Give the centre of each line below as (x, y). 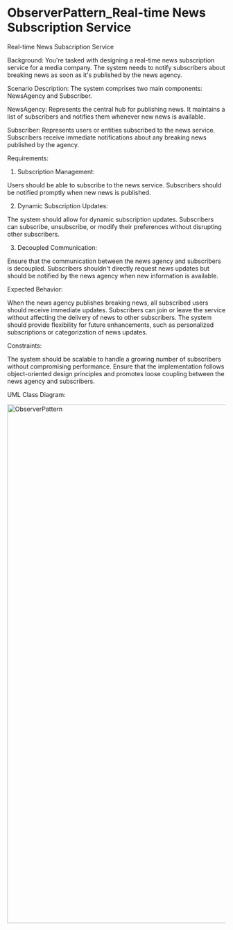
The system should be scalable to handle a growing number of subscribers (114, 359)
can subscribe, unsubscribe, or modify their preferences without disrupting (114, 226)
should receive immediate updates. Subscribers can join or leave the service (116, 310)
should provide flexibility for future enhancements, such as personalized (111, 325)
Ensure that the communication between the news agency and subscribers (114, 261)
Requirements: (28, 158)
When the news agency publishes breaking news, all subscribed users (108, 303)
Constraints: (25, 346)
